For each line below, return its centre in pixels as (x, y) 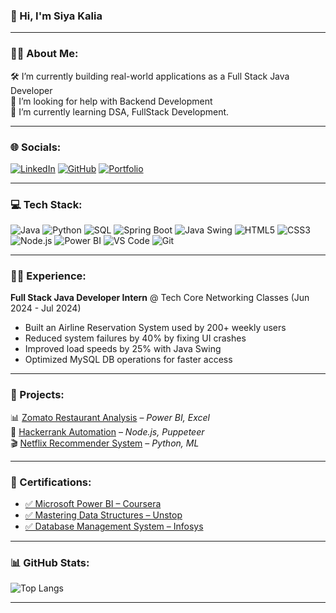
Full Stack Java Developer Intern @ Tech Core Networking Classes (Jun (160, 298)
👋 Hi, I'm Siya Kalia (56, 16)
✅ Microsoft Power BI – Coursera (93, 504)
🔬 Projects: (37, 395)
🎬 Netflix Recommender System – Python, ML (105, 443)
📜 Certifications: (51, 482)
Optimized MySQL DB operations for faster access (128, 360)
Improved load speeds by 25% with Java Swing (123, 349)
